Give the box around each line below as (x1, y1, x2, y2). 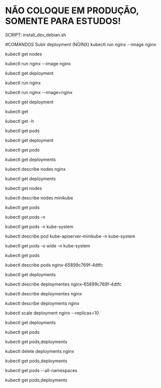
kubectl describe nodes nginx (5, 166, 66, 172)
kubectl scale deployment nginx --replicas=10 (5, 310, 99, 316)
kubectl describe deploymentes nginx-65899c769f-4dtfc (5, 281, 122, 287)
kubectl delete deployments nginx (5, 348, 74, 354)
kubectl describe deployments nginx (5, 300, 80, 306)
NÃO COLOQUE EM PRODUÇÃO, (5, 5, 139, 16)
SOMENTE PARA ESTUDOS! (5, 15, 121, 27)
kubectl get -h (5, 118, 34, 124)
